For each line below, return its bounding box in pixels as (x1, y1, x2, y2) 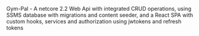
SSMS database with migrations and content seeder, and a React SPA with (6, 11, 194, 19)
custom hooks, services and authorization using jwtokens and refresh (6, 18, 182, 25)
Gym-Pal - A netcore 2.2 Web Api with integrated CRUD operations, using (6, 5, 192, 12)
